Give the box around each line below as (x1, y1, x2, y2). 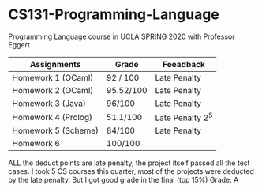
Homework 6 (12, 138, 61, 149)
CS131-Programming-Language (8, 6, 219, 24)
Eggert (8, 40, 30, 49)
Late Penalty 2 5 (155, 111, 213, 123)
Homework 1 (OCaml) (12, 72, 94, 83)
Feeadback (163, 58, 205, 70)
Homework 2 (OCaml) (12, 85, 94, 96)
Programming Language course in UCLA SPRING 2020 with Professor (8, 32, 235, 41)
